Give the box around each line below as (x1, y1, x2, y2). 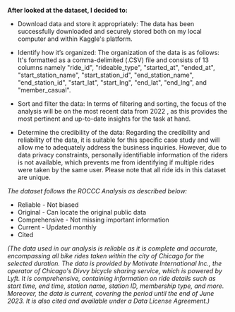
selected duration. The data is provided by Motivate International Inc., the (7, 259, 222, 268)
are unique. (17, 173, 51, 181)
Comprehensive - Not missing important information (17, 215, 169, 224)
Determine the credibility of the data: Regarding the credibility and (17, 128, 210, 136)
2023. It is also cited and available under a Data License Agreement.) (7, 296, 210, 305)
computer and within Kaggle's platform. (17, 35, 133, 43)
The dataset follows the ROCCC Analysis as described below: (7, 187, 188, 195)
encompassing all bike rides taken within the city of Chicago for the (7, 252, 205, 260)
